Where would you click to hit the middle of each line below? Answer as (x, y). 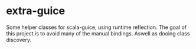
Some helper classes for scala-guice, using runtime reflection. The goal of (97, 27)
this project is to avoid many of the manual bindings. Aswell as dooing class (98, 33)
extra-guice (36, 11)
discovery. (19, 40)
